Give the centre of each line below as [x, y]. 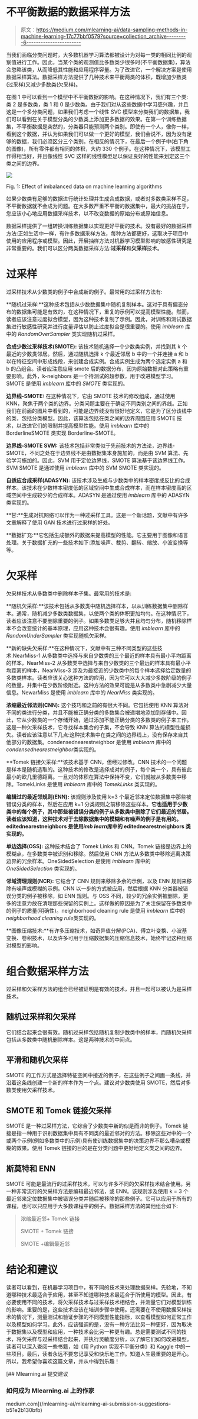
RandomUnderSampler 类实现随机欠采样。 [58, 635]
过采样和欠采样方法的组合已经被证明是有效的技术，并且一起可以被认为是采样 [99, 989]
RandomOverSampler [44, 334]
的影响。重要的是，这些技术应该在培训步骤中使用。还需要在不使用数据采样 [96, 1309]
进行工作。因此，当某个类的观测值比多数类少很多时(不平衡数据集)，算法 [103, 62]
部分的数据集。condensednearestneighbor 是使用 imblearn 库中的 [91, 742]
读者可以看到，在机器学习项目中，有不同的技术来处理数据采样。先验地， [94, 1287]
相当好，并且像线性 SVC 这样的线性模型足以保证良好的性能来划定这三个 [103, 156]
